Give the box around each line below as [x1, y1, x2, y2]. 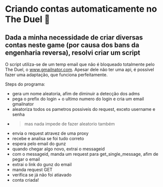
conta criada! [12, 177, 39, 183]
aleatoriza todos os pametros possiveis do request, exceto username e [12, 106, 156, 112]
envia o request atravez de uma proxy [12, 130, 89, 136]
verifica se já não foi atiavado [12, 172, 72, 178]
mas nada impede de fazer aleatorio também [24, 121, 115, 126]
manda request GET [12, 167, 53, 172]
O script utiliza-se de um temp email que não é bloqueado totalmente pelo [5, 62, 155, 67]
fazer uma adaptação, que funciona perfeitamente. [5, 72, 108, 78]
